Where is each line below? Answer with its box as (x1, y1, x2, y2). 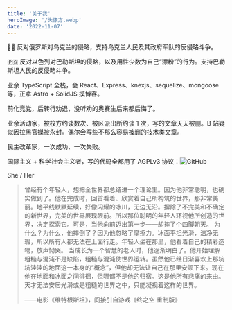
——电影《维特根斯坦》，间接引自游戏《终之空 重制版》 (24, 295, 181, 304)
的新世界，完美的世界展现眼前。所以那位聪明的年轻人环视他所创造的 (24, 212, 219, 220)
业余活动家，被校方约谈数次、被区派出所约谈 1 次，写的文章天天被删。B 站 (7, 119, 220, 128)
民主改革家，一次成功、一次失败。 (7, 143, 105, 151)
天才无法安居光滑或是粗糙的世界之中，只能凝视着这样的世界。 (24, 281, 201, 289)
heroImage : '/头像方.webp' (7, 17, 82, 24)
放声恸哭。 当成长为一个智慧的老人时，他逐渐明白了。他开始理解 (36, 246, 220, 255)
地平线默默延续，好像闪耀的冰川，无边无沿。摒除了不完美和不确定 (36, 203, 225, 212)
